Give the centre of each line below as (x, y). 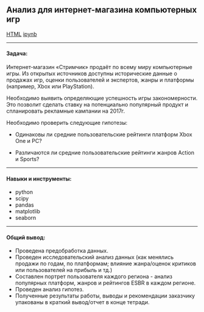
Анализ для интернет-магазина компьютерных (102, 10)
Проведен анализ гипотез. (49, 290)
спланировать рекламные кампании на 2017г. (66, 111)
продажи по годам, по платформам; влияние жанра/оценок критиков (105, 264)
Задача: (17, 53)
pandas (25, 205)
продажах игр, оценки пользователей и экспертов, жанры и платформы (100, 80)
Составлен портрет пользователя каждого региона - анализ (94, 277)
